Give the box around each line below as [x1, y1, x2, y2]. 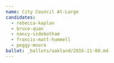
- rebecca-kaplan [11, 20, 55, 26]
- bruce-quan [11, 25, 44, 32]
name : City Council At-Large [5, 8, 79, 15]
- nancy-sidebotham [11, 31, 60, 37]
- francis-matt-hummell [11, 37, 71, 43]
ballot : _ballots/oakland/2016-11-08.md [5, 48, 109, 54]
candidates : [5, 14, 36, 20]
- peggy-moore [11, 43, 46, 49]
